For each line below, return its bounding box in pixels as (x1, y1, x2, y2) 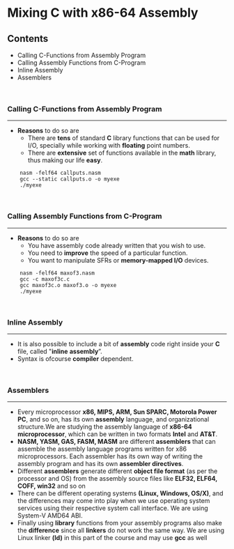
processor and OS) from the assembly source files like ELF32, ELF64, (17, 474, 218, 483)
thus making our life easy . (27, 156, 103, 164)
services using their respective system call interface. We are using (17, 504, 209, 513)
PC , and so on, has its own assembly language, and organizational (17, 415, 210, 424)
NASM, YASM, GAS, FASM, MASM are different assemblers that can (17, 438, 216, 446)
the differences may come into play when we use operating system (17, 497, 210, 505)
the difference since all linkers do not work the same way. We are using (17, 526, 225, 534)
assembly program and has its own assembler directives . (17, 460, 184, 468)
